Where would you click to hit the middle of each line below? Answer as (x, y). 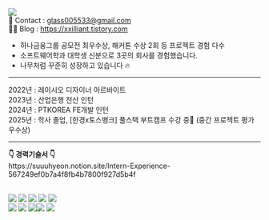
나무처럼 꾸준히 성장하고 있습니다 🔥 (75, 65)
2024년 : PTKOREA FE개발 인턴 (59, 110)
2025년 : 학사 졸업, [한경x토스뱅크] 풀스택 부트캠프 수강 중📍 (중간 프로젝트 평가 (131, 120)
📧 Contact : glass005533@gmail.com (70, 20)
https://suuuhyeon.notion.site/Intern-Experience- (89, 166)
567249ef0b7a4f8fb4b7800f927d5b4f (72, 174)
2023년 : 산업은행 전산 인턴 (51, 100)
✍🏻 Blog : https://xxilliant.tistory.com (68, 29)
